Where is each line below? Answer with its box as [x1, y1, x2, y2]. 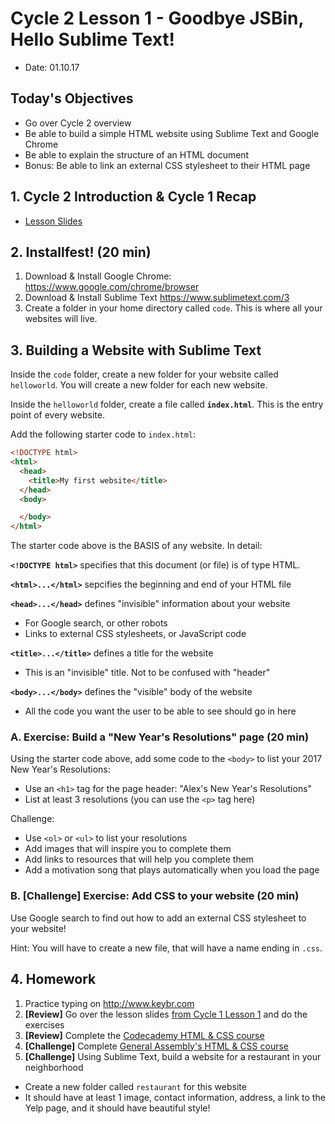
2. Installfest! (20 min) [10, 243, 152, 261]
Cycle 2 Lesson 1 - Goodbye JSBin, [10, 7, 304, 30]
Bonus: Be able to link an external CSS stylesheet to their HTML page [24, 159, 311, 171]
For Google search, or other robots [24, 617, 168, 629]
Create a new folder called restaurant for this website [24, 1080, 247, 1092]
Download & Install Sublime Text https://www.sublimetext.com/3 [24, 292, 290, 304]
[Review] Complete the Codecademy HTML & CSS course [24, 1029, 265, 1041]
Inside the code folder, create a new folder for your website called [10, 368, 279, 381]
